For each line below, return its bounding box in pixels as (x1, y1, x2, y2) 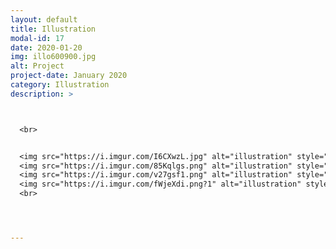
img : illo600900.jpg (10, 52, 97, 62)
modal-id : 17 (10, 33, 65, 43)
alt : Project (10, 61, 65, 71)
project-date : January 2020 (10, 71, 128, 81)
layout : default (10, 14, 78, 25)
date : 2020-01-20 (10, 42, 83, 53)
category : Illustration (10, 80, 110, 90)
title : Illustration (10, 24, 97, 34)
